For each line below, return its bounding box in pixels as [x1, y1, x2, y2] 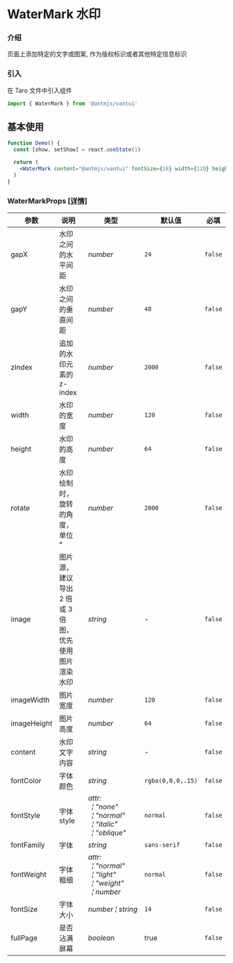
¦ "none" [91, 802, 119, 812]
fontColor [10, 776, 42, 786]
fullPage [10, 933, 38, 943]
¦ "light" [91, 870, 116, 880]
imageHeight [10, 718, 53, 728]
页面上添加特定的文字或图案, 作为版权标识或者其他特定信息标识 [7, 50, 187, 58]
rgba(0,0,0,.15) [144, 777, 198, 785]
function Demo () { [7, 140, 60, 147]
